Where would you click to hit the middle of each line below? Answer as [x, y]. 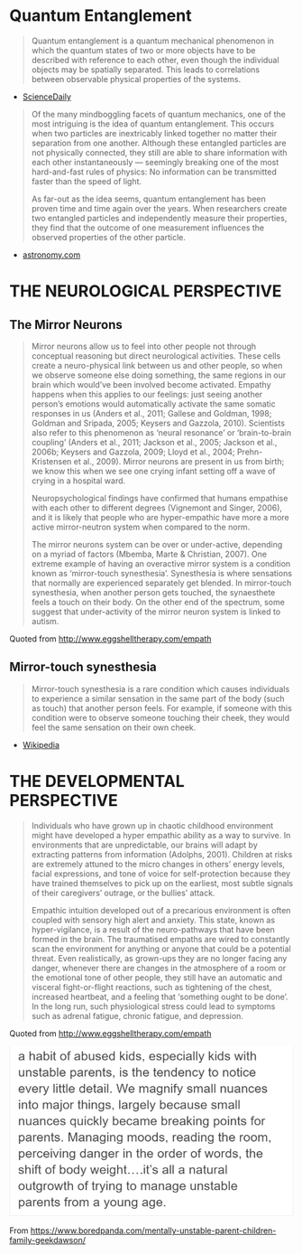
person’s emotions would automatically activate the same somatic [154, 404]
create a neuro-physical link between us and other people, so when [157, 365]
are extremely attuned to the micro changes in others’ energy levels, [158, 864]
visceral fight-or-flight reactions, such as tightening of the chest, [151, 987]
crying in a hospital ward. [78, 481]
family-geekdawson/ [47, 1240]
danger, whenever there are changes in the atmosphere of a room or [159, 968]
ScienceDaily [47, 97]
